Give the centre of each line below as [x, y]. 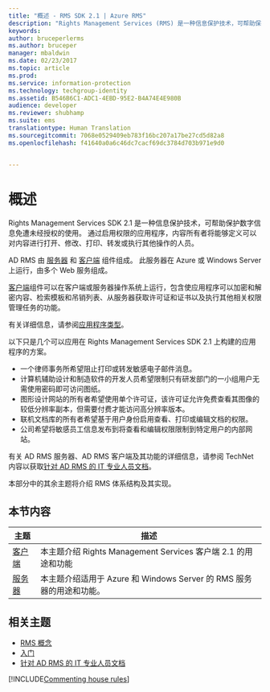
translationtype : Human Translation [70, 128]
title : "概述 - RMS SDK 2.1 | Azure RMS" [78, 16]
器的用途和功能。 [72, 591]
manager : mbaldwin [39, 53]
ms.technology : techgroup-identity [68, 91]
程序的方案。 [29, 352]
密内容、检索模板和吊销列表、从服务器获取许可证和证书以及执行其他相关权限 [135, 298]
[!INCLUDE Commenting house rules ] [69, 679]
